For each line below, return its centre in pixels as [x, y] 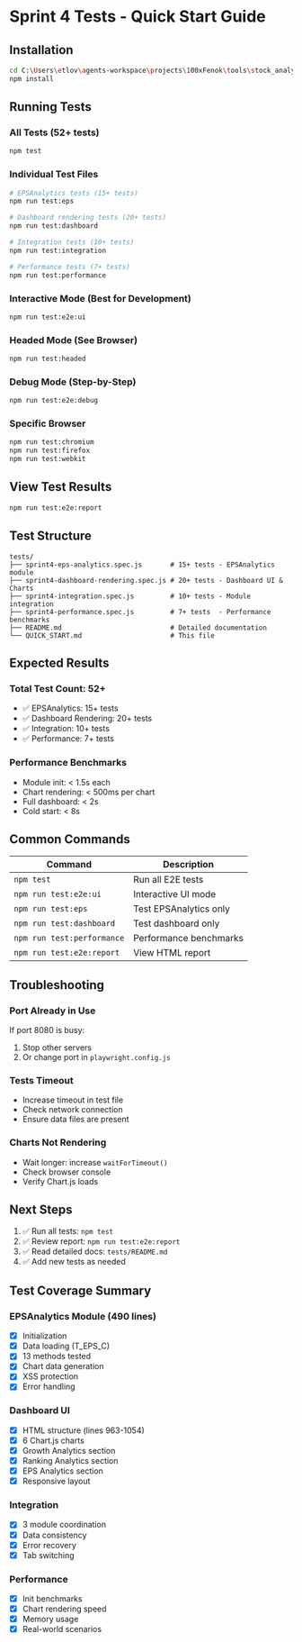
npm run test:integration [58, 250]
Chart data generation [63, 1366]
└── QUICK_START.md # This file [112, 635]
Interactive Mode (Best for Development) [100, 298]
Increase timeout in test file [73, 1100]
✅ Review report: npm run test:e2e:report [101, 1241]
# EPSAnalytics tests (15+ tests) [74, 193]
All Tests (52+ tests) [54, 132]
